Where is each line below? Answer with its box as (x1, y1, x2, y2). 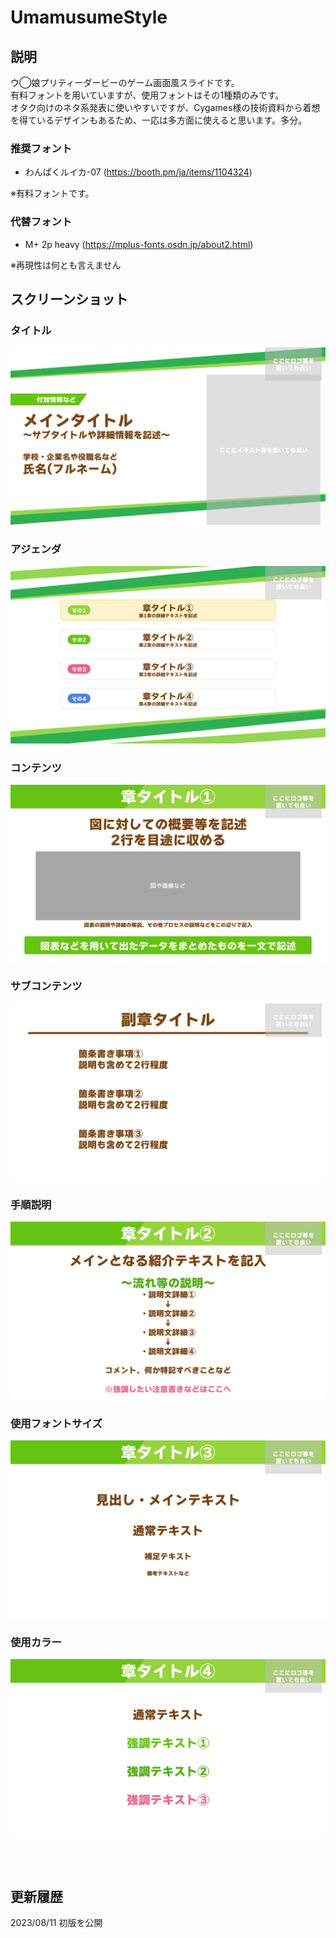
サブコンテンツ (10, 979, 83, 993)
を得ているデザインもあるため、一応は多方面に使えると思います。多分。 (10, 114, 308, 126)
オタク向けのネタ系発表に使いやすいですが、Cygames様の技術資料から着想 (10, 102, 321, 113)
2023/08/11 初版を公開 (10, 1917, 103, 1929)
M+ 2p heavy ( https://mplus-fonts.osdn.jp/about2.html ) (24, 238, 254, 250)
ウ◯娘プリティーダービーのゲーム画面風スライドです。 (10, 77, 240, 88)
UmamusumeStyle (10, 6, 168, 29)
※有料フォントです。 (10, 187, 95, 200)
